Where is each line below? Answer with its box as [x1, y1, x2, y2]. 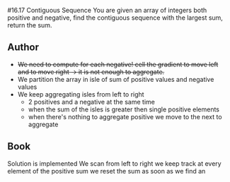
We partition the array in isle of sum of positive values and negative [17, 75, 214, 83]
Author [7, 42, 39, 54]
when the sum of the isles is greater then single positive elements [28, 105, 219, 114]
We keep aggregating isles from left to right [17, 90, 144, 98]
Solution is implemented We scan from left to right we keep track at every [7, 159, 222, 168]
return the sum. [7, 21, 52, 29]
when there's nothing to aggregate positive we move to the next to [28, 112, 222, 121]
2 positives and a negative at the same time [28, 97, 156, 106]
